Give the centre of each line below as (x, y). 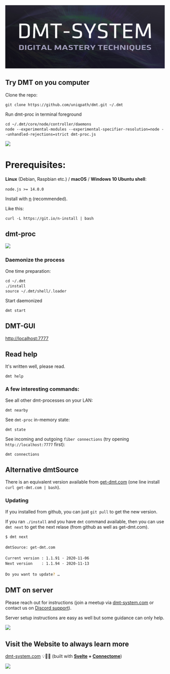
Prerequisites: (35, 165)
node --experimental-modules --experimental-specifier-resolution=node (82, 129)
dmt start (16, 310)
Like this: (15, 208)
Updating (17, 501)
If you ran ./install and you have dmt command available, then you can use (85, 521)
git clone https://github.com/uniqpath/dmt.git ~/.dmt (64, 105)
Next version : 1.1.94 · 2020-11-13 (47, 564)
